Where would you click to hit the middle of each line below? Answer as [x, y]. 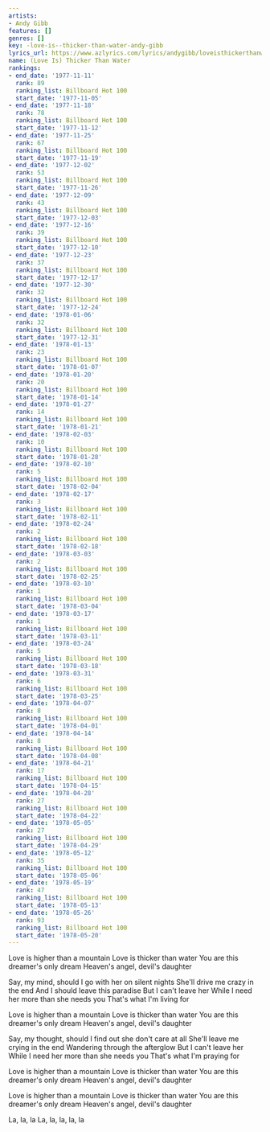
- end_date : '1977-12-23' [51, 255]
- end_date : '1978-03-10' [51, 584]
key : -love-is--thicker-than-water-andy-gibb [86, 46]
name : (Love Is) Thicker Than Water [70, 61]
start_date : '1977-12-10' [59, 248]
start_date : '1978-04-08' [59, 756]
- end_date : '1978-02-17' [51, 494]
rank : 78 [30, 113]
